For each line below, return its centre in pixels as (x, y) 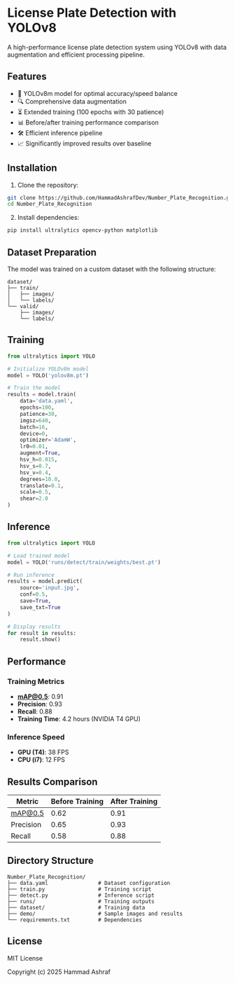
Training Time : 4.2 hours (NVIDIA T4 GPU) (79, 718)
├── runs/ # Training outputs (81, 901)
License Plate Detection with (92, 13)
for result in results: (42, 633)
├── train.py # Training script (79, 889)
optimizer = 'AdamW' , (48, 440)
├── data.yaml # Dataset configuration (89, 883)
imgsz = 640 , (36, 420)
